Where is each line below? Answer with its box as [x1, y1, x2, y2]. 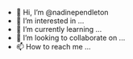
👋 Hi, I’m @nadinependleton [15, 8, 109, 17]
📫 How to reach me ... [15, 42, 91, 51]
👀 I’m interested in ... [15, 16, 85, 26]
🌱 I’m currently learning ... [15, 25, 102, 33]
